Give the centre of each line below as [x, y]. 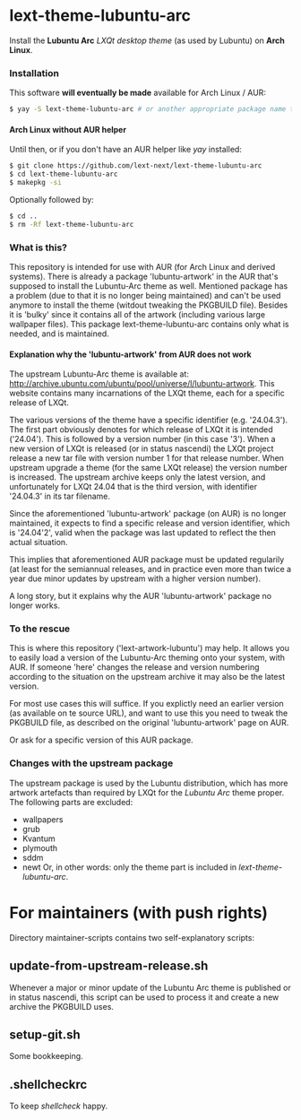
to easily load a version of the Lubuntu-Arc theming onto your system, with [147, 658]
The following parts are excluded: [71, 802]
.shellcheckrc [48, 1085]
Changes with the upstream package [91, 763]
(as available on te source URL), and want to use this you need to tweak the [149, 713]
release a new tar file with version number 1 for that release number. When [147, 458]
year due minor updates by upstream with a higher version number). [135, 578]
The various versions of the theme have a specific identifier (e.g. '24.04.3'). [149, 420]
